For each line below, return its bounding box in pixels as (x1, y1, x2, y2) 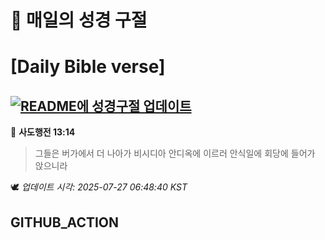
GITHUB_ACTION (10, 214, 120, 231)
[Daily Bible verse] (10, 56, 166, 78)
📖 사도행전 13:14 (10, 126, 76, 138)
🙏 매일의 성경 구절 (10, 9, 148, 32)
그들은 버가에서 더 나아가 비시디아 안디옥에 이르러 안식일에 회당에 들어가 (34, 147, 316, 160)
